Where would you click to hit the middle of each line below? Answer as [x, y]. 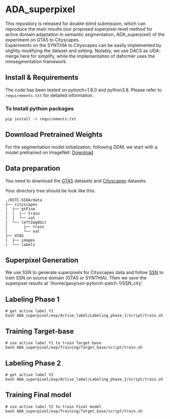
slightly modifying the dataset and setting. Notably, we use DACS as [77, 51]
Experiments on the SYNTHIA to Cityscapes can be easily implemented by [83, 45]
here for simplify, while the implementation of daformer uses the [88, 56]
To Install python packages [40, 108]
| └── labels [20, 244]
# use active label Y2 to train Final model [53, 407]
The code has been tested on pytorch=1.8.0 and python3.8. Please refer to [83, 90]
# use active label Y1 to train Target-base [53, 343]
